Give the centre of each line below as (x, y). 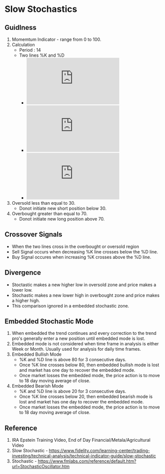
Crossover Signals (34, 235)
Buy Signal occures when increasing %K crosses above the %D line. (82, 257)
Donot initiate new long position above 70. (62, 219)
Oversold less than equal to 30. (43, 203)
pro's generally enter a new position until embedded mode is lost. (78, 338)
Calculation (23, 45)
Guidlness (21, 28)
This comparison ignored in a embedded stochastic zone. (70, 306)
